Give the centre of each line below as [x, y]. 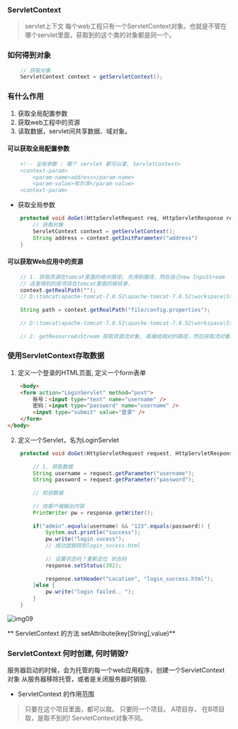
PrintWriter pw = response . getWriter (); [93, 513]
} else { [44, 585]
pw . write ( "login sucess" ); [85, 539]
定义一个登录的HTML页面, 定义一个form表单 [82, 372]
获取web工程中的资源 [49, 122]
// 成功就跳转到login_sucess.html [93, 546]
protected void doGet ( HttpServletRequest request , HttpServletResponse [128, 453]
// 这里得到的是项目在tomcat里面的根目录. [75, 284]
